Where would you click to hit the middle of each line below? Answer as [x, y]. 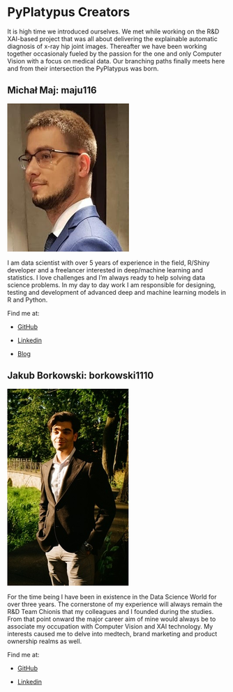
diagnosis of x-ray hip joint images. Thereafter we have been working [107, 46]
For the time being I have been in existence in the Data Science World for [112, 597]
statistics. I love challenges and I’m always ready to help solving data [106, 277]
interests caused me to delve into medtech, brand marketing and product [112, 633]
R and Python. [28, 300]
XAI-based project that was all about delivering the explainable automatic [112, 38]
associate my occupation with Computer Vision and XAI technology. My [110, 626]
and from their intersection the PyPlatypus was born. [83, 68]
